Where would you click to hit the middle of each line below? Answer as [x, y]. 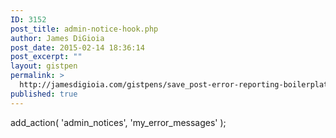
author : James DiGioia [57, 38]
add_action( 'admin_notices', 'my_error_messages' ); [118, 122]
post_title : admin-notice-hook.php [84, 29]
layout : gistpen [44, 66]
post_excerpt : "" [46, 57]
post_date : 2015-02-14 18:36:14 [77, 47]
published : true [44, 94]
